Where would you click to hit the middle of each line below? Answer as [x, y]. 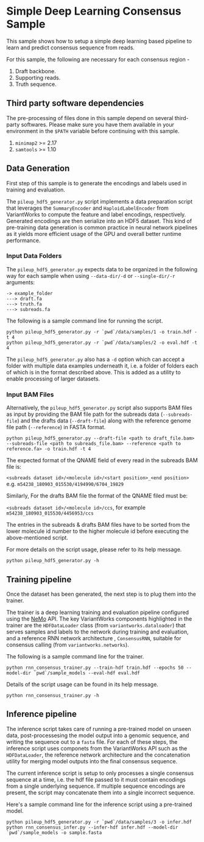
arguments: [21, 282]
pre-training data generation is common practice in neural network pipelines [102, 227]
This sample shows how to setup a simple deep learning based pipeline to [99, 41]
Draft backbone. [35, 71]
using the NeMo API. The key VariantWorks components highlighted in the [99, 619]
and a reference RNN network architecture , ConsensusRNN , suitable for [94, 638]
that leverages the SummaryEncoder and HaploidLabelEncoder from [88, 208]
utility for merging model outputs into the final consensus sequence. [92, 761]
